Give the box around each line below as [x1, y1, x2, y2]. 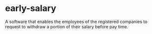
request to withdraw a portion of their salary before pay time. [5, 23, 128, 29]
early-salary [5, 3, 56, 14]
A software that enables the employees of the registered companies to [5, 19, 148, 24]
